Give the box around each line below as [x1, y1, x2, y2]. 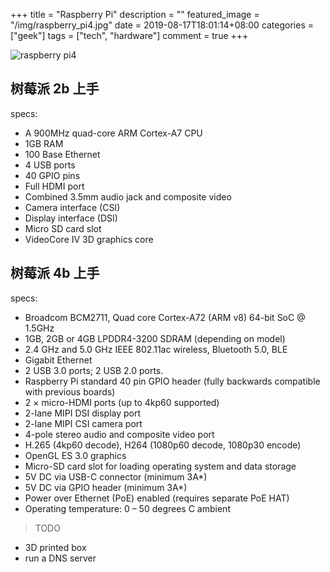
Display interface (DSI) [24, 212, 118, 224]
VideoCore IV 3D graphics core [24, 233, 154, 245]
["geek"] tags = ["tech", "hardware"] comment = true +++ [10, 30, 249, 41]
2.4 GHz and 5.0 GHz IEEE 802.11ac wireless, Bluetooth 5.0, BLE [24, 343, 288, 355]
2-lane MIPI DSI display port [24, 407, 142, 419]
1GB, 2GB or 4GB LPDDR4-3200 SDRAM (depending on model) [24, 332, 286, 344]
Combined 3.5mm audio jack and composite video [24, 190, 232, 203]
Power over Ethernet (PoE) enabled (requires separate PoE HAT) [24, 492, 290, 504]
